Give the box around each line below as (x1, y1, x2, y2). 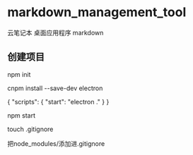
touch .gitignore (7, 125, 54, 133)
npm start (7, 111, 36, 120)
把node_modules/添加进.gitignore (7, 139, 105, 148)
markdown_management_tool (7, 4, 187, 20)
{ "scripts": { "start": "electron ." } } (7, 97, 110, 106)
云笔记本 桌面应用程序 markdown (7, 28, 104, 37)
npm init (7, 70, 31, 78)
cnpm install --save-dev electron (7, 84, 103, 92)
